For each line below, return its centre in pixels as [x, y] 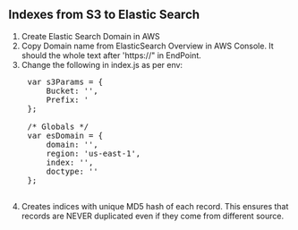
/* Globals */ [58, 126]
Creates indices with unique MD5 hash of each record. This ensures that [155, 206]
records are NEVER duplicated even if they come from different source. [152, 216]
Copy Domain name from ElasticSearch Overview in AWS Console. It [147, 46]
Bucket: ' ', [72, 90]
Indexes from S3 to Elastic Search [104, 15]
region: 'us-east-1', [94, 153]
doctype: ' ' [72, 171]
